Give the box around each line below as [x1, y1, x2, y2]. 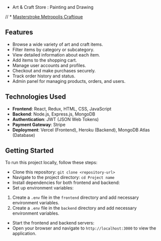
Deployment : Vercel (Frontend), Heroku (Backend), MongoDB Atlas [12, 126, 150, 133]
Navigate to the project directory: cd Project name [12, 175, 115, 181]
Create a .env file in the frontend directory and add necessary [12, 194, 139, 200]
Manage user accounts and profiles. [12, 62, 86, 68]
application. [12, 231, 37, 237]
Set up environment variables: [12, 185, 74, 191]
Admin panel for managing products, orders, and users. [12, 78, 126, 84]
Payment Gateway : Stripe [12, 121, 66, 127]
